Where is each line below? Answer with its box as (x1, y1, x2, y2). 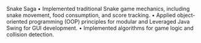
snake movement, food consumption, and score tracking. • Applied (6, 12, 176, 19)
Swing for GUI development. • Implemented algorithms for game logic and (6, 24, 194, 31)
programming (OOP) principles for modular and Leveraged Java (28, 18, 190, 25)
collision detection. (6, 31, 54, 38)
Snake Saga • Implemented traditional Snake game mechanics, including (6, 5, 190, 12)
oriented (6, 18, 28, 25)
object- (176, 12, 195, 19)
